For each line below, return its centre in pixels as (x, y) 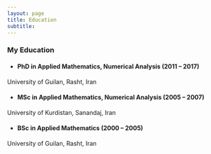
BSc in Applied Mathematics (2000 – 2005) (80, 128)
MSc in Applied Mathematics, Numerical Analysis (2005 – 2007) (111, 97)
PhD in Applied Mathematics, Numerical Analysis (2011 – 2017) (108, 66)
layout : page (26, 13)
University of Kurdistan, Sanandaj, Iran (62, 112)
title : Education (32, 20)
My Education (31, 50)
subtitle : (21, 26)
